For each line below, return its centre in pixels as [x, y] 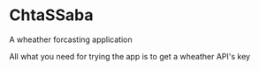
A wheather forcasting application [71, 39]
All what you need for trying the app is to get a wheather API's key [129, 56]
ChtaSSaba [51, 15]
